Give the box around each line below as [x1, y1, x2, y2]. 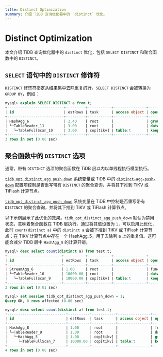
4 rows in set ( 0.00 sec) [5, 348, 57, 353]
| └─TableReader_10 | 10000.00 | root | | [5, 271, 149, 277]
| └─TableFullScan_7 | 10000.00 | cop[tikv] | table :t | [5, 339, 153, 344]
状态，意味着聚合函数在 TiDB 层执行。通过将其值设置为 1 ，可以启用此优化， [5, 221, 157, 226]
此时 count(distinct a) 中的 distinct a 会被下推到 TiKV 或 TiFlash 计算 [5, 227, 148, 233]
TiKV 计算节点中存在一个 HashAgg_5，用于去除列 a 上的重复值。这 [18, 233, 152, 239]
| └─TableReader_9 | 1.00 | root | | [5, 330, 153, 335]
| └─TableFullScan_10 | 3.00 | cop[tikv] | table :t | [5, 128, 149, 133]
